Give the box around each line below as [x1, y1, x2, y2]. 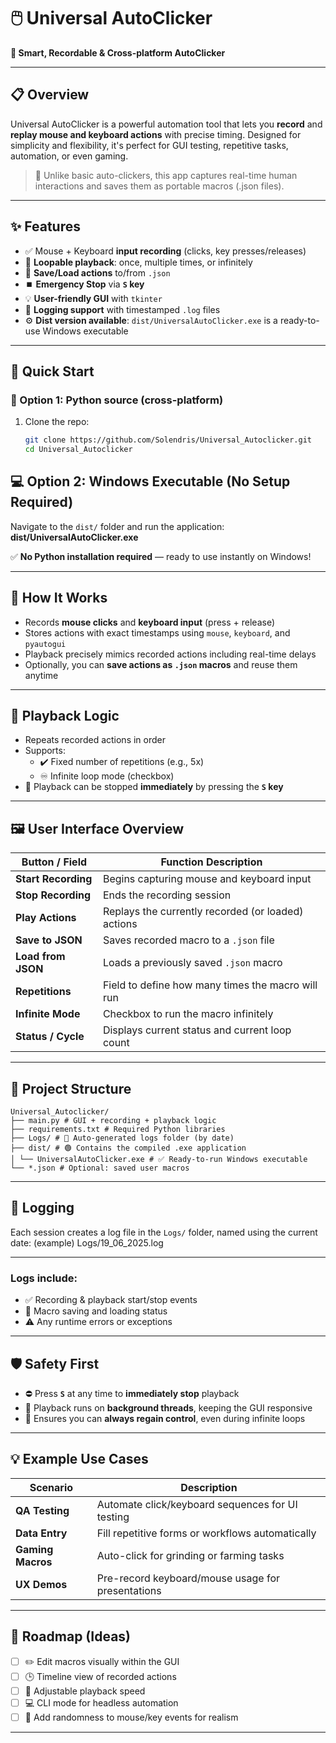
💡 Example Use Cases [10, 1451, 149, 1468]
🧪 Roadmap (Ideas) [10, 1628, 132, 1645]
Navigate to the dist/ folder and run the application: [10, 520, 225, 532]
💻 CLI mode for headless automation [24, 1696, 179, 1709]
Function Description [160, 855, 263, 869]
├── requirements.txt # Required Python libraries [10, 1125, 226, 1135]
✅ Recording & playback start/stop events [24, 1294, 198, 1306]
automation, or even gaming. [10, 150, 129, 162]
